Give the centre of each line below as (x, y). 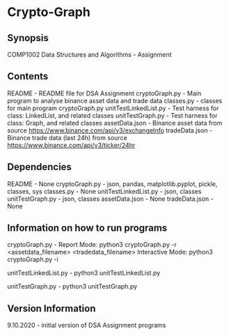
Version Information (52, 308)
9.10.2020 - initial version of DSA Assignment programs (87, 326)
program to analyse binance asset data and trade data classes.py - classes (115, 100)
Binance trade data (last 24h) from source (67, 137)
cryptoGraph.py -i (33, 259)
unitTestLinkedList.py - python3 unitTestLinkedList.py (84, 273)
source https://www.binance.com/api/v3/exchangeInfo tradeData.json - (110, 130)
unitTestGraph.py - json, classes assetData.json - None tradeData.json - (110, 199)
